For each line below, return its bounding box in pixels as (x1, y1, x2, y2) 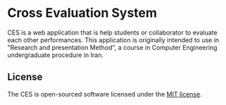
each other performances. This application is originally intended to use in (7, 35, 220, 44)
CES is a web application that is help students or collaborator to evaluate (7, 28, 218, 37)
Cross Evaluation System (7, 5, 157, 21)
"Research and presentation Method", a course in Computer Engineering (7, 43, 218, 51)
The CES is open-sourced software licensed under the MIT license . (7, 89, 202, 98)
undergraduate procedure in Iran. (7, 51, 104, 59)
